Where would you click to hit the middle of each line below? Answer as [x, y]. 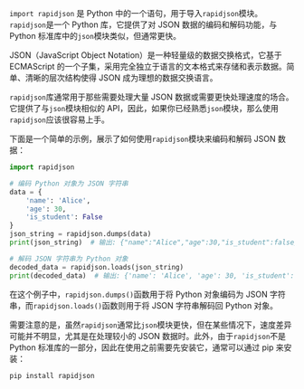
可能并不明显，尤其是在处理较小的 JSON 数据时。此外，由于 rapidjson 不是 [148, 336]
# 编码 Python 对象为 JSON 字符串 [69, 184]
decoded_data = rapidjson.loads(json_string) [96, 267]
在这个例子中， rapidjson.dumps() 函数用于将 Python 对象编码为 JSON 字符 [148, 294]
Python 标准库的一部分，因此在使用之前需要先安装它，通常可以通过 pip [142, 347]
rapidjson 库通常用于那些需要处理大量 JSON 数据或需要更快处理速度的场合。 [152, 97]
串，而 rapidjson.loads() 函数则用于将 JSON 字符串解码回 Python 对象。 [144, 305]
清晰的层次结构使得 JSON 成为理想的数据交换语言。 [122, 78]
